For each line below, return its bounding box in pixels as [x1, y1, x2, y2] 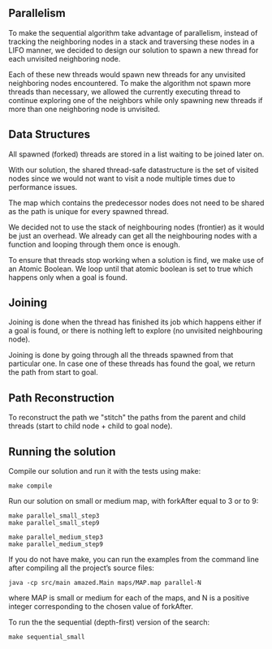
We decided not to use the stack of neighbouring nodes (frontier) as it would [8, 222, 265, 232]
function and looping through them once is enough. [8, 239, 180, 249]
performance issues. [8, 182, 78, 191]
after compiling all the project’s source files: [8, 563, 154, 573]
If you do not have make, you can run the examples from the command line [8, 555, 260, 565]
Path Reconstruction [8, 391, 115, 405]
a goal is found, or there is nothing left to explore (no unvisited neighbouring [8, 326, 263, 336]
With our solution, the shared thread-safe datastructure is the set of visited [8, 165, 259, 174]
